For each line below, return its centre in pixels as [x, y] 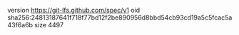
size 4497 [49, 25]
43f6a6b [20, 25]
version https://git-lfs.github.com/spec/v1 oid [74, 10]
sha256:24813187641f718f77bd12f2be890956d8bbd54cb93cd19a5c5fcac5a [120, 17]
